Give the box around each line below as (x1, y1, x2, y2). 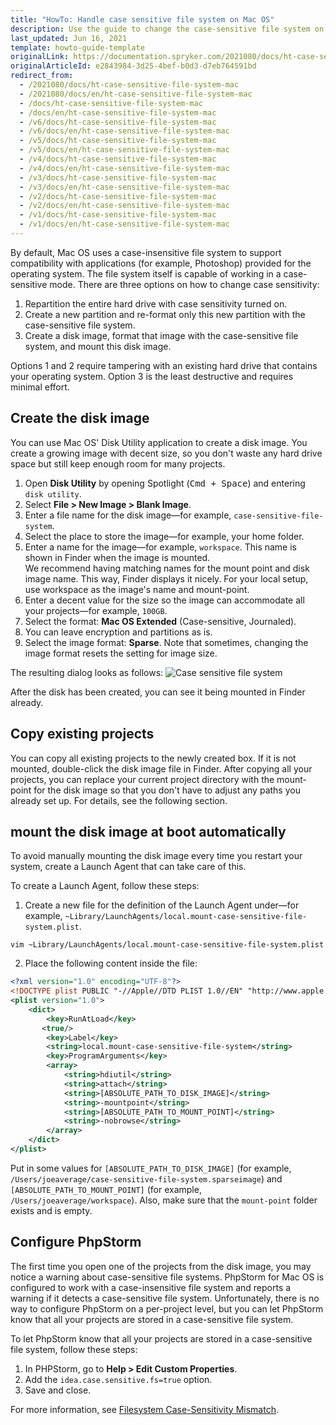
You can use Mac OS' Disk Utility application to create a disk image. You (10, 436, 308, 448)
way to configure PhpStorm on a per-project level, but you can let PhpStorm (10, 1302, 324, 1315)
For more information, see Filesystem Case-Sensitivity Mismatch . (10, 1403, 279, 1415)
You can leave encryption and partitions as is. (24, 626, 213, 638)
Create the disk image (10, 410, 150, 427)
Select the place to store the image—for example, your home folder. (24, 530, 305, 542)
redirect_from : (10, 71, 74, 81)
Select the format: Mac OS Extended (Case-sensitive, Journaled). (24, 615, 297, 627)
